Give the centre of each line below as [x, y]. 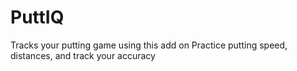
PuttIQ [37, 17]
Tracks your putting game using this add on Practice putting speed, [149, 45]
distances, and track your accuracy [83, 55]
